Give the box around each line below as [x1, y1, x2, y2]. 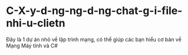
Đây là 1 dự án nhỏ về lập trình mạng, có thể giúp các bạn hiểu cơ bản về [6, 36, 182, 43]
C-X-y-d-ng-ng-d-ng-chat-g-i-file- [6, 4, 183, 18]
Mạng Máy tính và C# [6, 42, 58, 49]
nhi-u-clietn [6, 16, 66, 30]
